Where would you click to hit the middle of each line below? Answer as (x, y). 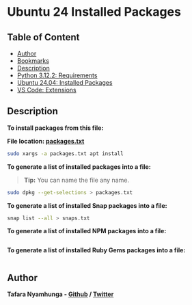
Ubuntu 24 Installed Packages (94, 12)
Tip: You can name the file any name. (77, 180)
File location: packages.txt (46, 141)
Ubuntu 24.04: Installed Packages (65, 82)
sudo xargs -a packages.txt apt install (66, 154)
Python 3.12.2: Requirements (57, 75)
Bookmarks (33, 61)
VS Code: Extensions (46, 90)
